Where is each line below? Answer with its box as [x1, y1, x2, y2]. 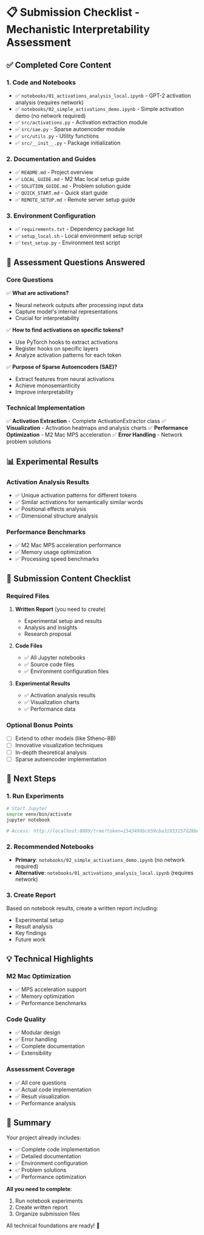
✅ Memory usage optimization [15, 549, 92, 556]
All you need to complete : [6, 1185, 72, 1192]
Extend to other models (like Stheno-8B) [15, 735, 117, 742]
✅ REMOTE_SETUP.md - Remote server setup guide [15, 196, 135, 204]
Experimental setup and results [24, 617, 102, 625]
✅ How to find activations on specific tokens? [6, 326, 124, 333]
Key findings [15, 930, 47, 937]
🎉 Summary [6, 1117, 52, 1128]
